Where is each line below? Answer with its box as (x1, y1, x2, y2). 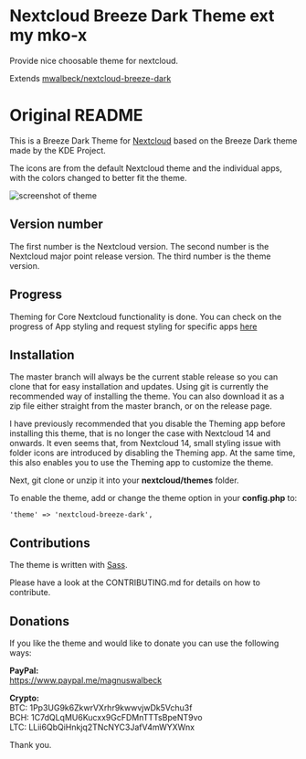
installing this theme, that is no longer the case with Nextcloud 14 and (9, 428, 271, 439)
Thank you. (9, 739, 52, 750)
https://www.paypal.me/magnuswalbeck (9, 674, 163, 686)
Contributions (9, 535, 90, 551)
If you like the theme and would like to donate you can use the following (9, 637, 280, 648)
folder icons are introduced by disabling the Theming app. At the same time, (9, 447, 296, 458)
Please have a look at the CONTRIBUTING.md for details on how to (9, 577, 260, 588)
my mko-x (9, 25, 88, 46)
